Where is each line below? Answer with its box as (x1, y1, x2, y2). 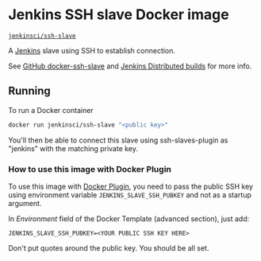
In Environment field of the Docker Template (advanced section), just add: (8, 213, 250, 224)
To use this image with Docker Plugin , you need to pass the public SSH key (8, 181, 254, 191)
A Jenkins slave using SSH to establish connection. (8, 45, 176, 55)
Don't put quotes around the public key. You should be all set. (8, 243, 209, 252)
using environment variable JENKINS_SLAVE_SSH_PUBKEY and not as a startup (8, 189, 252, 200)
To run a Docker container (8, 105, 94, 115)
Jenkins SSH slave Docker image (8, 6, 229, 24)
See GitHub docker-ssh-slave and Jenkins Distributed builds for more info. (8, 61, 252, 71)
